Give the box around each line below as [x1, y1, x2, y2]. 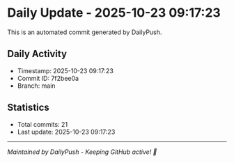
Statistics [7, 102, 50, 114]
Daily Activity [7, 48, 68, 60]
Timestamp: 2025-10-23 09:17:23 [17, 66, 114, 75]
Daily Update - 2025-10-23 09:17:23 [7, 5, 221, 21]
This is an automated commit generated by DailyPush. [7, 28, 162, 36]
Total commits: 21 [17, 120, 68, 128]
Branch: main [17, 81, 56, 90]
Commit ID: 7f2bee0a [17, 74, 79, 82]
